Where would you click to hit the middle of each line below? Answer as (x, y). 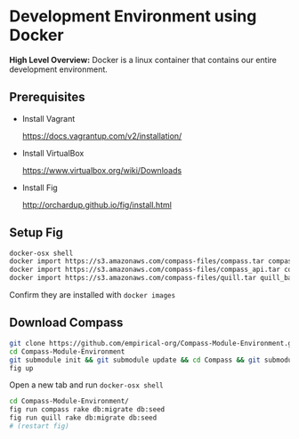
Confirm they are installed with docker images (93, 295)
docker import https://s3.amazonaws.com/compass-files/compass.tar (137, 261)
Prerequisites (47, 97)
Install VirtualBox (53, 153)
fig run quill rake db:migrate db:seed (83, 418)
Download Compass (66, 323)
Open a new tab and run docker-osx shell (86, 385)
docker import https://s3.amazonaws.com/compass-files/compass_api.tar (145, 270)
